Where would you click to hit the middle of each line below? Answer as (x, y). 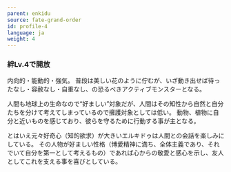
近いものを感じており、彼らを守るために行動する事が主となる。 (109, 121)
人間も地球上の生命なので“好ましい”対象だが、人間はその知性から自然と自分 (115, 104)
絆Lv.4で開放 (29, 65)
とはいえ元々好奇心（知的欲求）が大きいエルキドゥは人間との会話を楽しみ (113, 136)
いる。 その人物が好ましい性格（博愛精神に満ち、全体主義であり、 (113, 144)
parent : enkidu (29, 13)
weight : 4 (21, 39)
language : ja (26, 33)
